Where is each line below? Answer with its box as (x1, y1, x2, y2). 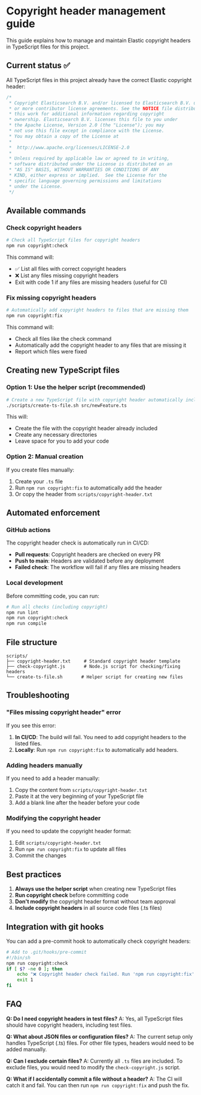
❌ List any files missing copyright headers (14, 271, 118, 279)
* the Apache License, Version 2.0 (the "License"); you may (8, 122, 165, 128)
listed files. (14, 740, 42, 747)
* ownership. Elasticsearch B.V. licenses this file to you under (8, 117, 178, 123)
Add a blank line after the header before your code (14, 799, 140, 806)
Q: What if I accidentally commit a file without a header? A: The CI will (6, 1075, 182, 1082)
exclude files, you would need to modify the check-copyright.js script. (6, 1063, 181, 1070)
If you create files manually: (6, 466, 75, 473)
